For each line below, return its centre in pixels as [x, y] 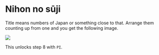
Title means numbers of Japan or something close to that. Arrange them [79, 23]
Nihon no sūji [33, 9]
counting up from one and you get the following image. [62, 28]
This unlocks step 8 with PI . [34, 47]
